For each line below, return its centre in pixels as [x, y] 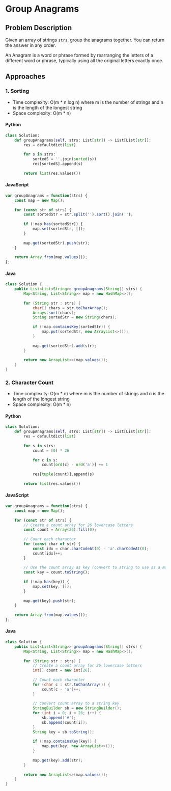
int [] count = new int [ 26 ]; [62, 670]
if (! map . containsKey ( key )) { [64, 742]
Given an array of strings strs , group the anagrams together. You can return [85, 40]
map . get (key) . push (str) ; [50, 601]
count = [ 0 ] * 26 [51, 451]
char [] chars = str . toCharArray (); [70, 308]
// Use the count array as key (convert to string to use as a [92, 568]
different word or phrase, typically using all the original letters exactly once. [84, 61]
